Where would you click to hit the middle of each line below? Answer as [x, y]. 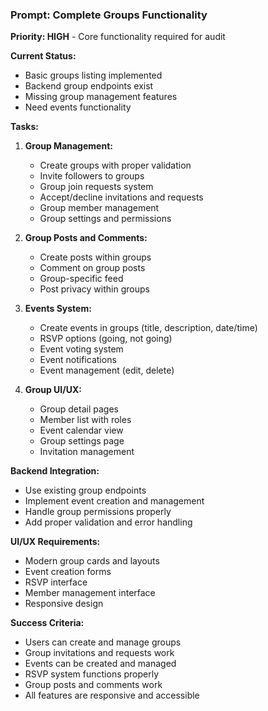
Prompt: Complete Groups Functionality [109, 15]
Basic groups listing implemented [93, 75]
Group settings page [82, 441]
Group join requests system [96, 187]
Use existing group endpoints [85, 490]
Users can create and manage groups [103, 642]
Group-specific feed [81, 279]
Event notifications [78, 360]
